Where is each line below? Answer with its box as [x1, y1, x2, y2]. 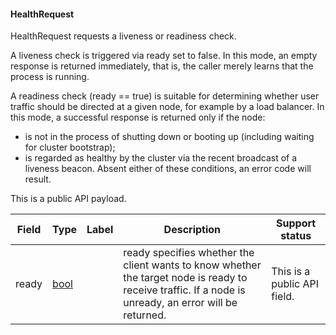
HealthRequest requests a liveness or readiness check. [10, 30, 237, 42]
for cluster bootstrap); [24, 141, 116, 154]
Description [163, 223, 222, 237]
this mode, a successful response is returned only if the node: [10, 111, 266, 124]
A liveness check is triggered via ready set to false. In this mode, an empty [10, 50, 318, 62]
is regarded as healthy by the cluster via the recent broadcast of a [24, 152, 298, 164]
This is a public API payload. [10, 193, 127, 205]
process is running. [10, 71, 90, 83]
